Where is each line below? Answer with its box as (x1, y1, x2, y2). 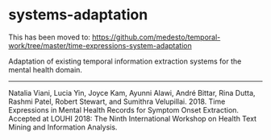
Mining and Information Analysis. (8, 122, 118, 132)
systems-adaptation (8, 6, 148, 24)
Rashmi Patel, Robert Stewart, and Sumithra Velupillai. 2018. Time (8, 97, 226, 106)
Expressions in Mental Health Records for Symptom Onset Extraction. (8, 105, 240, 114)
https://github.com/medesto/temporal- (92, 32, 221, 42)
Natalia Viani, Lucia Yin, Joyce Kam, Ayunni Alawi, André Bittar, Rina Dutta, (8, 88, 256, 97)
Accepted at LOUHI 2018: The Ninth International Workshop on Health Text (8, 113, 256, 123)
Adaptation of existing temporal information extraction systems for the (8, 56, 242, 66)
